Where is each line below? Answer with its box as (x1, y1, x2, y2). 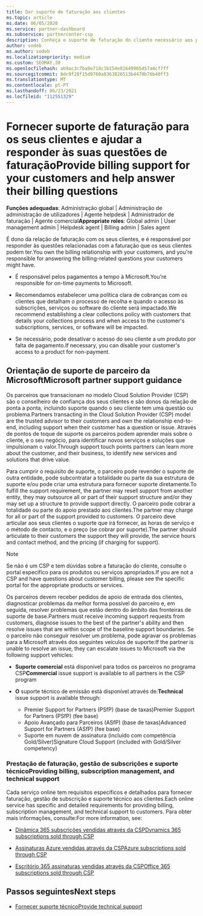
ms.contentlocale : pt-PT (6, 83, 69, 89)
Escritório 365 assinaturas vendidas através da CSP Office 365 (14, 863, 170, 870)
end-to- (173, 417, 193, 424)
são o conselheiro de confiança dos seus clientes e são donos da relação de (6, 398, 197, 405)
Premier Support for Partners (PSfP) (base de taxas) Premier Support (24, 705, 195, 713)
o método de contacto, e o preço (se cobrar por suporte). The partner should (6, 526, 197, 533)
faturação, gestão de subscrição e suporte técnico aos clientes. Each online (6, 795, 195, 802)
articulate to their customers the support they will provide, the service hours (6, 532, 196, 539)
